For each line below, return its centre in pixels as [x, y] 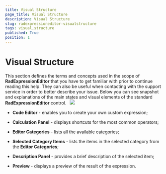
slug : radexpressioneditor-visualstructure [51, 24]
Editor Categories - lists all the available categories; [66, 132]
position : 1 [17, 38]
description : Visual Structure [38, 19]
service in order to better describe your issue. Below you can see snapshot [82, 91]
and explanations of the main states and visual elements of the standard [79, 97]
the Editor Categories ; [35, 147]
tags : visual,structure [30, 28]
